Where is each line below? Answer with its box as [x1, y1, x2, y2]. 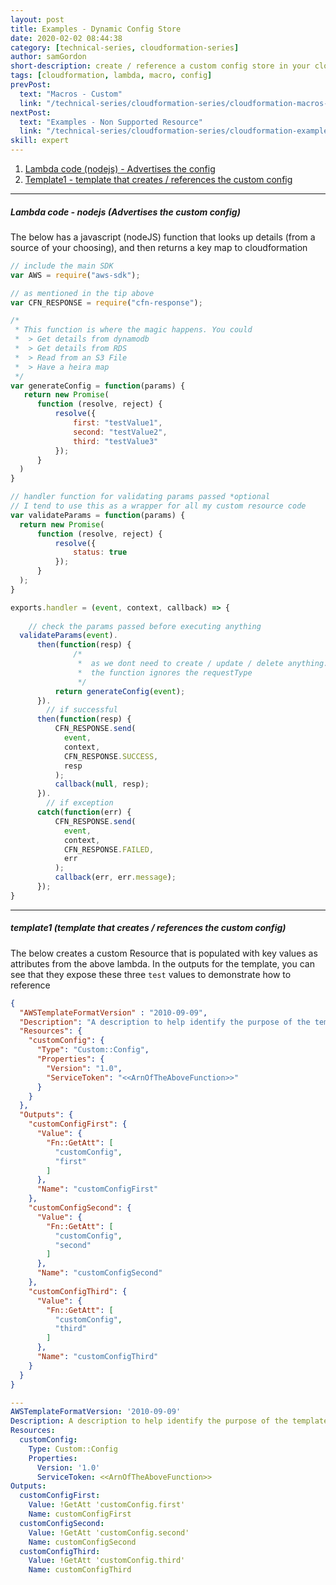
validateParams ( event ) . [19, 631, 118, 641]
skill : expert [10, 136, 70, 146]
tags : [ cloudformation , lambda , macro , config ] [10, 71, 213, 81]
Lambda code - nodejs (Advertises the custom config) [10, 206, 241, 218]
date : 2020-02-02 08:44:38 [10, 33, 123, 43]
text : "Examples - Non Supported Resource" [19, 117, 203, 127]
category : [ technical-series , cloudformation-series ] [10, 42, 240, 53]
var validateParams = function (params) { [10, 510, 186, 520]
